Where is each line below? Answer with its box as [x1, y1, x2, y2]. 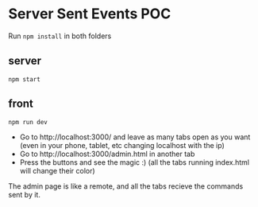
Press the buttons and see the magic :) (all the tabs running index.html [19, 157, 250, 167]
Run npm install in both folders [8, 31, 112, 41]
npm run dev [8, 118, 48, 126]
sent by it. [8, 189, 41, 199]
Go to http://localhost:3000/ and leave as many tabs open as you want [19, 132, 251, 142]
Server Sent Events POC [8, 5, 171, 23]
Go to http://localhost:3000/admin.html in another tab [19, 149, 195, 158]
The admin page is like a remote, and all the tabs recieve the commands [8, 181, 244, 191]
